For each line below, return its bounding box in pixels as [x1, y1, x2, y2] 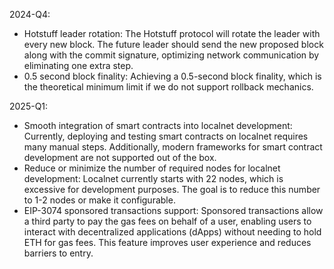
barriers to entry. [23, 247, 94, 259]
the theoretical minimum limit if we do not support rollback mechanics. [23, 81, 314, 93]
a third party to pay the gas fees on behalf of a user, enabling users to [23, 215, 312, 227]
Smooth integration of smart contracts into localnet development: [23, 120, 293, 131]
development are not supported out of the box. [23, 152, 217, 163]
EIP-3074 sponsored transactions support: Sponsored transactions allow [23, 205, 324, 216]
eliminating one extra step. [23, 60, 134, 71]
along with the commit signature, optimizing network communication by [23, 49, 320, 61]
